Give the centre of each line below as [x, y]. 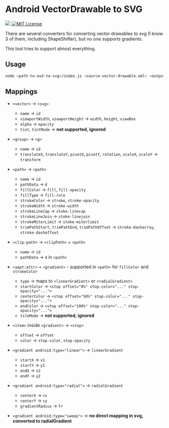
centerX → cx [34, 395]
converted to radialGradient [42, 421]
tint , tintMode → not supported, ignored [63, 130]
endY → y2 [30, 376]
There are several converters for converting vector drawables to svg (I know [84, 33]
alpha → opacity [37, 124]
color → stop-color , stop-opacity [55, 341]
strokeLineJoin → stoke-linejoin [55, 217]
